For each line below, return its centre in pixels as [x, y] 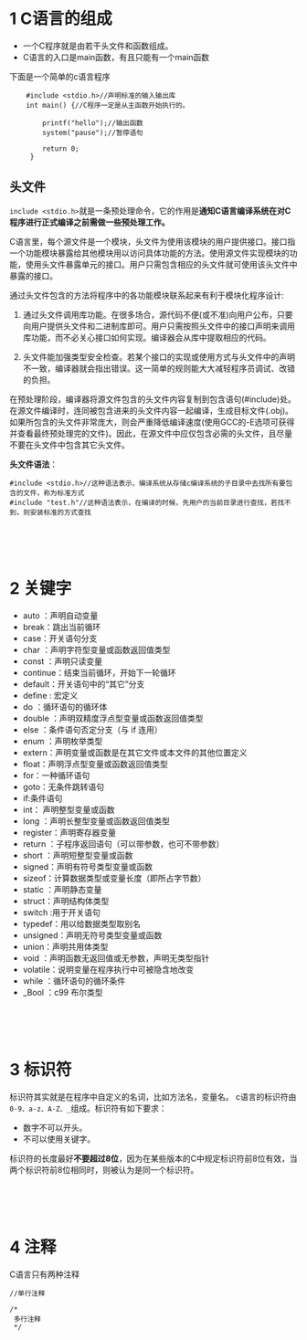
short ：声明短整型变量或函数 [78, 855]
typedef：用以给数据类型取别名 [82, 923]
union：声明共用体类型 [65, 946]
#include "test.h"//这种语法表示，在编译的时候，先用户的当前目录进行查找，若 [143, 502]
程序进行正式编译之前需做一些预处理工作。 [90, 222]
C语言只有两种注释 [45, 1274]
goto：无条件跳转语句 [64, 786]
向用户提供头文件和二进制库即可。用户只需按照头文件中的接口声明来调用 [159, 326]
